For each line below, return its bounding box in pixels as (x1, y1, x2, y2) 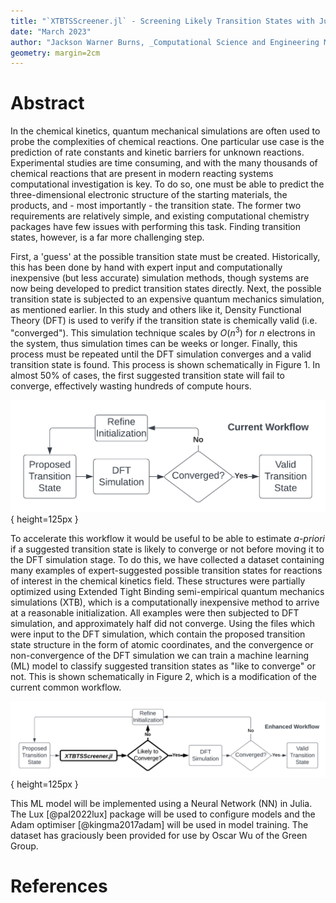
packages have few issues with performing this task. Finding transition (10, 221, 302, 233)
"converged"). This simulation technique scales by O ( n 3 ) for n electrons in (10, 325, 316, 339)
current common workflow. (10, 681, 122, 693)
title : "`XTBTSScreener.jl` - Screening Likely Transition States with (10, 16, 315, 26)
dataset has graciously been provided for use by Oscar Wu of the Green (10, 829, 308, 841)
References (10, 875, 108, 897)
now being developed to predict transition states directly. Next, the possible (10, 283, 322, 295)
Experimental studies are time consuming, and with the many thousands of (10, 157, 318, 169)
